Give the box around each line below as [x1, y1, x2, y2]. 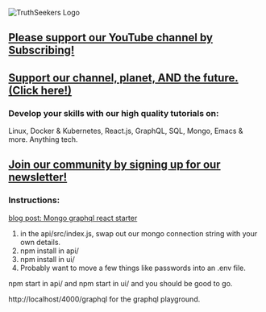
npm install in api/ [19, 246, 79, 256]
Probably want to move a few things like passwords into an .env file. [19, 263, 246, 272]
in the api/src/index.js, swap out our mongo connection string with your [19, 228, 258, 238]
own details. [19, 237, 61, 247]
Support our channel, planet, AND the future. [8, 71, 239, 85]
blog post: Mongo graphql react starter [8, 213, 138, 223]
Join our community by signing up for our [8, 158, 221, 172]
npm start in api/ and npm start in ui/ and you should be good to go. [8, 278, 233, 288]
